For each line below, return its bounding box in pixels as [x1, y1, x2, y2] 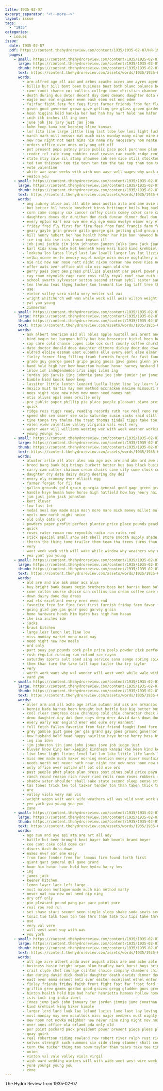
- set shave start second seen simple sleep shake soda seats [22, 909, 151, 914]
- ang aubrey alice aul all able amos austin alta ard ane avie [22, 201, 155, 206]
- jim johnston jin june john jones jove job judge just [22, 743, 140, 747]
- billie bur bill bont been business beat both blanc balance [22, 83, 153, 89]
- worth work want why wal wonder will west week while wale [22, 670, 149, 675]
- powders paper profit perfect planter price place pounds [22, 521, 147, 527]
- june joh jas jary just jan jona [22, 120, 95, 125]
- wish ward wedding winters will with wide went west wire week [22, 1058, 158, 1063]
